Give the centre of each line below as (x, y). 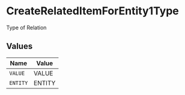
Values (20, 46)
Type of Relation (26, 27)
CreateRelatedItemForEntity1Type (92, 11)
